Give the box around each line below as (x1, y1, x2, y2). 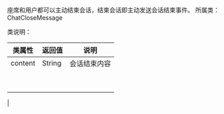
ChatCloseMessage (7, 14, 63, 22)
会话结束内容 (69, 59, 111, 68)
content (10, 59, 36, 68)
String (42, 59, 62, 68)
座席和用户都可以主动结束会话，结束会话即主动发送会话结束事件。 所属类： (7, 6, 220, 14)
